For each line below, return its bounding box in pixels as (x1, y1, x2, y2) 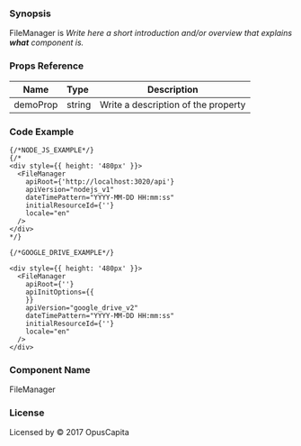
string (66, 98, 92, 111)
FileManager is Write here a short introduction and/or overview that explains (9, 28, 293, 39)
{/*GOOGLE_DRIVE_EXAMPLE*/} (9, 248, 115, 257)
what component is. (9, 37, 84, 48)
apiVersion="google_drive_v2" (25, 303, 139, 313)
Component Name (9, 363, 92, 376)
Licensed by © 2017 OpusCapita (9, 427, 130, 438)
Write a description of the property (100, 98, 246, 111)
